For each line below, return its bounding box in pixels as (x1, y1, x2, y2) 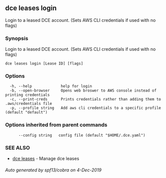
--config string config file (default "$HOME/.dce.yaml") (18, 133, 146, 138)
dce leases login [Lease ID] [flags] (5, 61, 83, 66)
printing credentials (5, 92, 50, 97)
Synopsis (5, 35, 28, 42)
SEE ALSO (5, 144, 30, 151)
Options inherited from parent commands (5, 121, 108, 128)
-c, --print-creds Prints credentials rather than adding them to (9, 97, 162, 102)
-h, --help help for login (9, 84, 92, 89)
